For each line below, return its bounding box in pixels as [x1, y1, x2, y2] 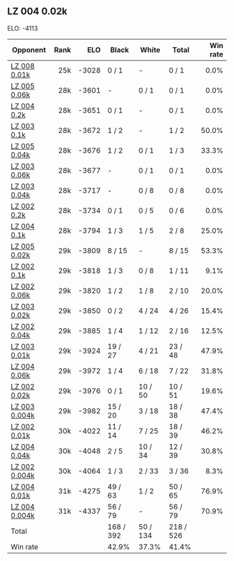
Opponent [11, 45, 47, 54]
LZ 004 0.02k [7, 6, 68, 17]
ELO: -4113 [7, 24, 38, 32]
